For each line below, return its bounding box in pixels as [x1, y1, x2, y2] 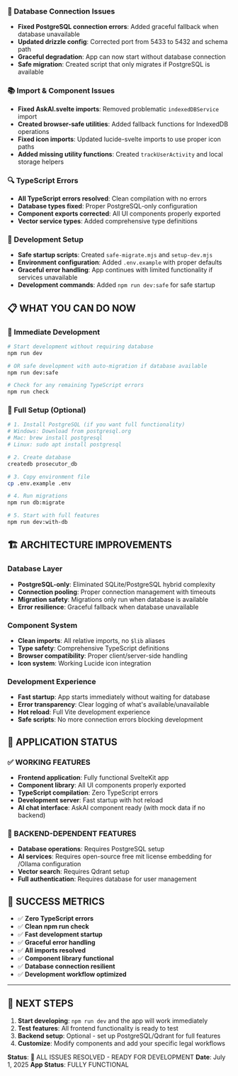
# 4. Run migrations [7, 493, 69, 500]
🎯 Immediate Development [7, 327, 101, 337]
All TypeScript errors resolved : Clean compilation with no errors [17, 194, 208, 203]
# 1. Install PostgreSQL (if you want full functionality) [7, 421, 186, 428]
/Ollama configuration [17, 860, 81, 868]
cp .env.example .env [7, 480, 72, 487]
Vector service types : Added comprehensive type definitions [17, 216, 198, 225]
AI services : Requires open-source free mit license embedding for [17, 852, 212, 861]
